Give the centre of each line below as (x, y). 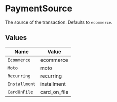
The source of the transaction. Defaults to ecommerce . (59, 22)
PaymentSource (39, 9)
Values (16, 38)
